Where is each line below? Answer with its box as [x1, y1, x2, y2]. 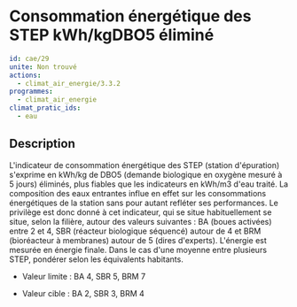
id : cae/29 [9, 54, 50, 63]
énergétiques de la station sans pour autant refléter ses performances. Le [9, 197, 279, 208]
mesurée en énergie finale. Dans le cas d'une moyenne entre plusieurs [9, 244, 268, 255]
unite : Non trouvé [9, 62, 77, 72]
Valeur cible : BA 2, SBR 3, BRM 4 [21, 288, 145, 298]
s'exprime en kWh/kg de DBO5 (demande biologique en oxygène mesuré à [9, 169, 283, 180]
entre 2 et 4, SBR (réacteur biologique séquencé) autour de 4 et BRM [9, 226, 262, 236]
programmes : [9, 87, 53, 96]
